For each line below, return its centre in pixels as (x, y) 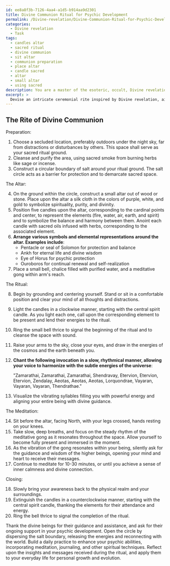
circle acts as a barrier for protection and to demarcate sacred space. (85, 174)
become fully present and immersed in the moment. (67, 442)
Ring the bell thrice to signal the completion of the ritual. (71, 516)
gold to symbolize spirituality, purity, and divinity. (64, 205)
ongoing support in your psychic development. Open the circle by (74, 531)
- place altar (25, 66)
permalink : (17, 19)
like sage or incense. (35, 164)
